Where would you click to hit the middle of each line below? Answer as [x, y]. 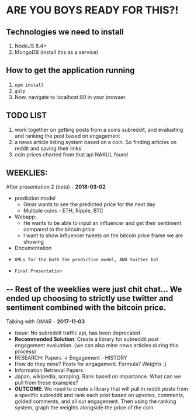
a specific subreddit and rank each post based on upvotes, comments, [100, 395]
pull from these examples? [46, 383]
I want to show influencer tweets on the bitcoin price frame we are [103, 235]
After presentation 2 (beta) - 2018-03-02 [56, 187]
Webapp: [25, 217]
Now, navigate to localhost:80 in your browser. [70, 97]
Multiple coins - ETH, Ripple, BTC [63, 211]
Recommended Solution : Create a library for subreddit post [86, 339]
